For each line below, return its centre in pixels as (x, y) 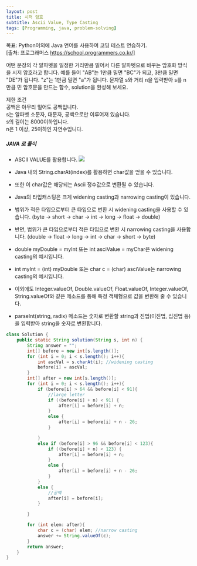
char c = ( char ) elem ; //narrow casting (87, 530)
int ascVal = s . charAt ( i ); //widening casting (95, 362)
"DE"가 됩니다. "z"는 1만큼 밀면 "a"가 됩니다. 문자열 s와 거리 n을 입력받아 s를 (94, 80)
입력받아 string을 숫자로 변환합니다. (62, 323)
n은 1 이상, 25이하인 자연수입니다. (45, 129)
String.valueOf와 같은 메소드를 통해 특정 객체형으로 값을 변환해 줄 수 (93, 296)
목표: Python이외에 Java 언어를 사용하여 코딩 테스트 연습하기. (77, 45)
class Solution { (27, 335)
